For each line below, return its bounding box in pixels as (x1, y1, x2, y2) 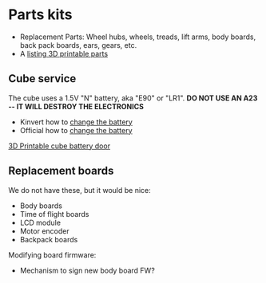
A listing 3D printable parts (19, 49, 109, 58)
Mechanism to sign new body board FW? (19, 265, 156, 275)
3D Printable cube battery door (8, 141, 110, 151)
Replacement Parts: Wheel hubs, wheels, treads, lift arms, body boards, (19, 32, 256, 41)
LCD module (19, 218, 62, 227)
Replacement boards (8, 164, 114, 178)
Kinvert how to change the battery (19, 117, 133, 127)
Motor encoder (19, 226, 69, 236)
